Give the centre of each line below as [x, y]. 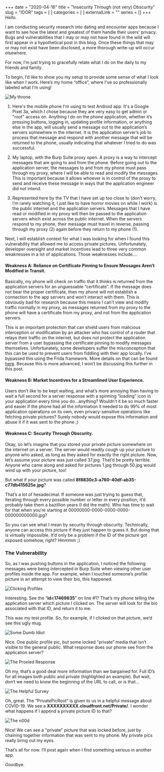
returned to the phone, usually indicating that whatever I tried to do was [84, 143]
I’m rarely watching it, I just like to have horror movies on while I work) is [85, 203]
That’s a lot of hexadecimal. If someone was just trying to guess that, [74, 494]
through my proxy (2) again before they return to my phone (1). [75, 229]
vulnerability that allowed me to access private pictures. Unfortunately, [76, 244]
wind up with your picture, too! [36, 470]
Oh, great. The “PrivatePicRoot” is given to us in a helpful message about [79, 701]
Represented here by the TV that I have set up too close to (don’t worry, [84, 198]
